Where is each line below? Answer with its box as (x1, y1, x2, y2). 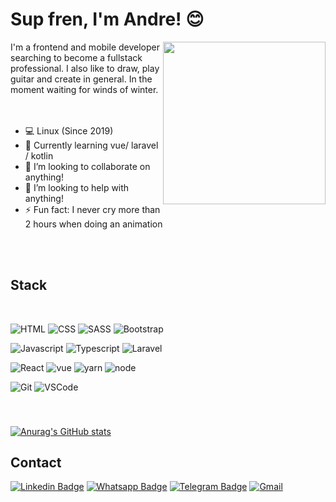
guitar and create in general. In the (10, 73, 153, 85)
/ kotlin (24, 149, 54, 162)
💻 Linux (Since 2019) (24, 124, 114, 137)
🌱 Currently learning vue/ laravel (24, 139, 159, 151)
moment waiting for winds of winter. (10, 83, 159, 95)
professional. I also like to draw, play (10, 62, 160, 74)
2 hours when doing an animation (24, 218, 163, 230)
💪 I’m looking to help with (24, 181, 130, 193)
